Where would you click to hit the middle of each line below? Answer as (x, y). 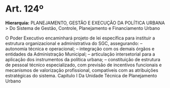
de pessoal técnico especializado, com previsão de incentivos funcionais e (83, 65)
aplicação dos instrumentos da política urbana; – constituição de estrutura (83, 59)
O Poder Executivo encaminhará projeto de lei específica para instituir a (80, 38)
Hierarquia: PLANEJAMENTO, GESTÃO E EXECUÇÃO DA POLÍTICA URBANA (85, 23)
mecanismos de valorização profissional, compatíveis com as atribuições (82, 70)
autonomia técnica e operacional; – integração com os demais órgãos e (80, 49)
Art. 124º (25, 9)
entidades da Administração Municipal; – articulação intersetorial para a (80, 54)
